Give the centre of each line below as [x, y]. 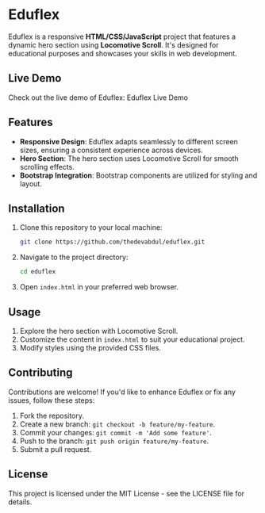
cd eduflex [38, 272]
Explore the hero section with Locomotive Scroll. [99, 331]
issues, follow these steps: [52, 400]
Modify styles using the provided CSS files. [90, 347]
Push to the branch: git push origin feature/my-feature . [114, 441]
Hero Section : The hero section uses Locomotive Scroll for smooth [129, 158]
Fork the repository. [52, 415]
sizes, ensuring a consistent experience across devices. [111, 150]
